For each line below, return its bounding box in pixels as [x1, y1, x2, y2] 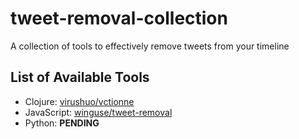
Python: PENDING [24, 117, 100, 129]
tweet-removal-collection [10, 7, 228, 30]
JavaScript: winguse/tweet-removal [24, 106, 173, 118]
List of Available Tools [10, 69, 150, 86]
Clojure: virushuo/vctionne [24, 95, 135, 107]
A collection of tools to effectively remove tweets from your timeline [10, 40, 290, 52]
